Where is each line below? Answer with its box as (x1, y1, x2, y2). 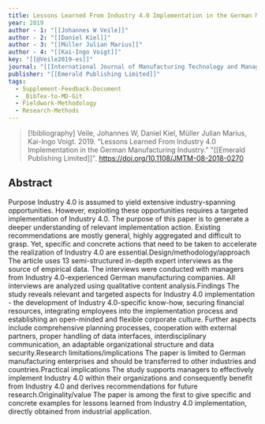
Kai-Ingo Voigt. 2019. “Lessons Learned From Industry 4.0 (27, 137, 217, 146)
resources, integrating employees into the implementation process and (8, 306, 238, 315)
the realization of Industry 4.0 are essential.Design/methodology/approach (8, 247, 251, 257)
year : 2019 (8, 19, 44, 27)
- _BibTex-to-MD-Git (15, 92, 83, 100)
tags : (8, 77, 26, 85)
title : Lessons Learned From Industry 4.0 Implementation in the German (8, 11, 252, 20)
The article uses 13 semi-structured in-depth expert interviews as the (8, 255, 233, 265)
